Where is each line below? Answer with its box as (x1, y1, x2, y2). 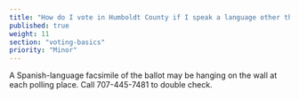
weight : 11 (9, 29, 50, 38)
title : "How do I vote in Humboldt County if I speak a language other (9, 12, 280, 22)
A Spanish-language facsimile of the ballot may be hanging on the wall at (9, 70, 278, 80)
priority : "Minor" (9, 46, 77, 55)
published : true (9, 21, 69, 30)
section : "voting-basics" (9, 37, 105, 47)
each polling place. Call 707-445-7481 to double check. (9, 80, 213, 90)
